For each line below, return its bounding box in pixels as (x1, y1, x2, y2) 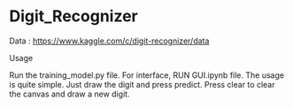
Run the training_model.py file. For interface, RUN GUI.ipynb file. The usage (9, 69, 285, 81)
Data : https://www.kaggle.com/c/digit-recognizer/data (9, 35, 210, 46)
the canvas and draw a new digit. (9, 89, 130, 99)
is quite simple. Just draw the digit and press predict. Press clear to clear (9, 79, 275, 89)
